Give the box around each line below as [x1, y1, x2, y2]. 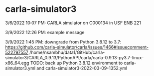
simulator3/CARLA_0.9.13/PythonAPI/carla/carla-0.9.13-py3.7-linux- [5, 54, 144, 60]
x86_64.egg [5, 60, 29, 66]
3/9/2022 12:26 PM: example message [5, 29, 85, 35]
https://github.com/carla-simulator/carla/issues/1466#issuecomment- [5, 44, 149, 50]
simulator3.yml [5, 65, 36, 71]
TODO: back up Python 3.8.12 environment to [30, 60, 123, 66]
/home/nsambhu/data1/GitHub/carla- [29, 49, 105, 55]
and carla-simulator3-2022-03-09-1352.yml [36, 65, 128, 71]
